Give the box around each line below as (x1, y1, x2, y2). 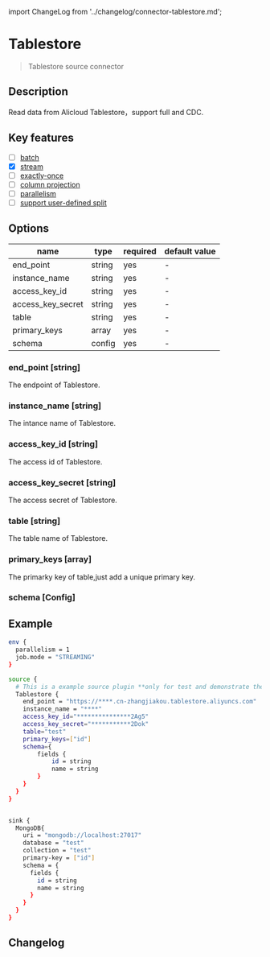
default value (164, 245, 216, 257)
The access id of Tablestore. (8, 456, 103, 466)
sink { (8, 816, 31, 824)
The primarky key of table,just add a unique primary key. (8, 571, 195, 582)
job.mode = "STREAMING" (15, 654, 95, 662)
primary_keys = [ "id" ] (22, 735, 92, 743)
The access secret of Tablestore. (8, 495, 118, 505)
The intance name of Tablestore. (8, 419, 117, 428)
